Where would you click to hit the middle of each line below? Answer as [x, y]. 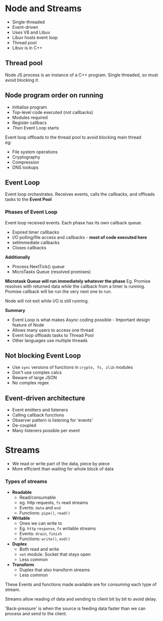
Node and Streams [43, 9]
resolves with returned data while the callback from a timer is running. [75, 286]
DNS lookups [25, 167]
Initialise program [29, 107]
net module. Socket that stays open [55, 554]
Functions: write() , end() [45, 539]
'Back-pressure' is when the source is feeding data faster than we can [75, 608]
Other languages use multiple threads [50, 340]
